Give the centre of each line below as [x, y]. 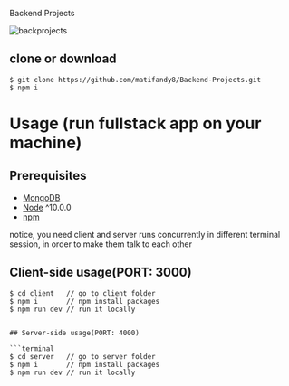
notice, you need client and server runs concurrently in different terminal [145, 234]
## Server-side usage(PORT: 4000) [75, 333]
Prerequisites [48, 176]
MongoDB [41, 197]
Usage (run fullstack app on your [135, 123]
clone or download [63, 59]
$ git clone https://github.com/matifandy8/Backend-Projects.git [135, 80]
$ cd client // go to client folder [82, 293]
